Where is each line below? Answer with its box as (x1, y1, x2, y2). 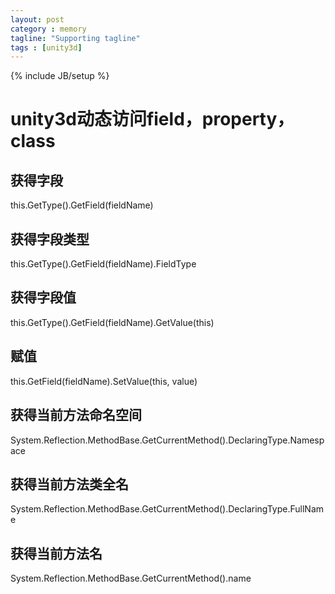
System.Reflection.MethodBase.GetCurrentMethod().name (10, 572, 252, 585)
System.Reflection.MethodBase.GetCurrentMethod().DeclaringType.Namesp (10, 434, 325, 446)
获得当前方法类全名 (10, 476, 129, 493)
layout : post (10, 14, 65, 25)
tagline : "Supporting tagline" (10, 33, 141, 43)
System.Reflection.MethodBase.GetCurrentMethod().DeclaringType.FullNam (10, 503, 325, 515)
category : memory (10, 24, 87, 34)
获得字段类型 (10, 231, 90, 248)
